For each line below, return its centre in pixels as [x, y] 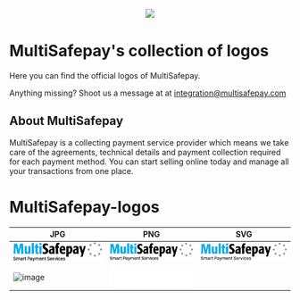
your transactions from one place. [71, 171]
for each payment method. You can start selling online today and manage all [150, 162]
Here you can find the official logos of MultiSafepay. [105, 75]
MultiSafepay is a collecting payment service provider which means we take [149, 142]
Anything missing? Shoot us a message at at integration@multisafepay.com [148, 93]
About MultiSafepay [66, 121]
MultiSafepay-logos [85, 207]
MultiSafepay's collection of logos [139, 51]
